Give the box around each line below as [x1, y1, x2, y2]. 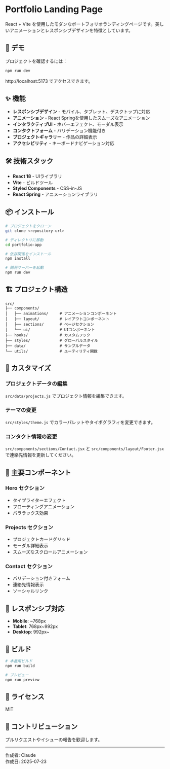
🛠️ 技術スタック [5, 156, 54, 165]
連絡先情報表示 [12, 582, 44, 588]
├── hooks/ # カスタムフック [5, 332, 91, 338]
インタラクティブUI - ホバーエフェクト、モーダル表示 [12, 121, 124, 127]
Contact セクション [5, 563, 53, 570]
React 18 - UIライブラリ [12, 173, 62, 180]
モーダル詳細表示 [12, 543, 49, 549]
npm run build [5, 663, 35, 668]
